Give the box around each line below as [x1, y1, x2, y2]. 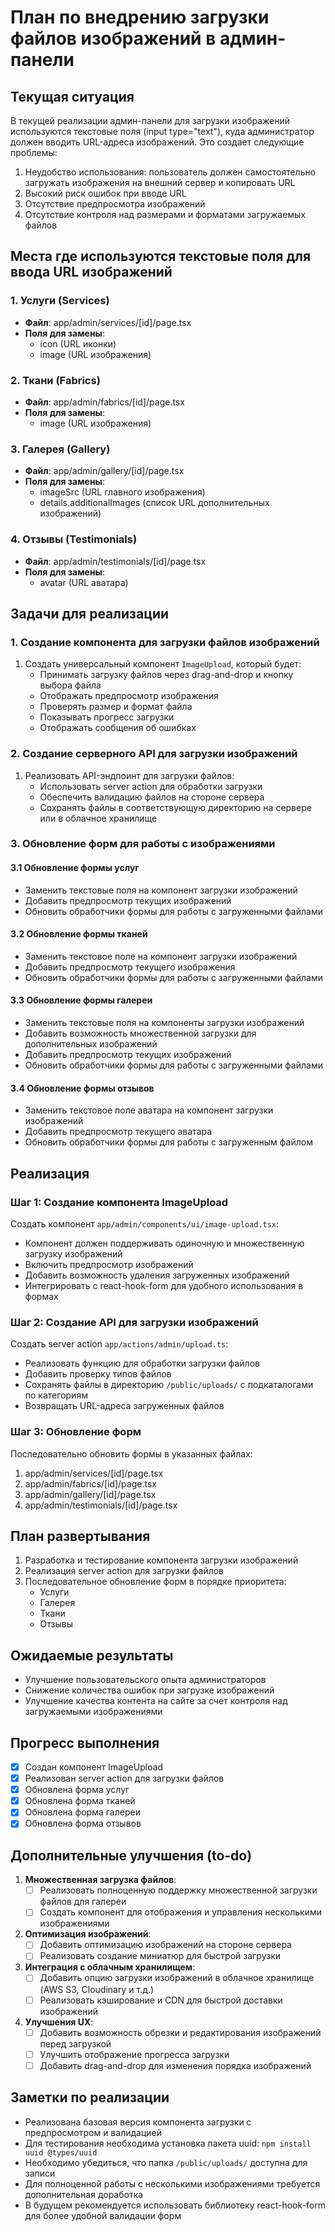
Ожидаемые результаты [10, 1647, 174, 1664]
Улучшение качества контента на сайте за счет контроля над [24, 1695, 288, 1707]
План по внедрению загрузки [10, 6, 270, 29]
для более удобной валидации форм [24, 2209, 182, 2221]
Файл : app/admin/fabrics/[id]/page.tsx [24, 396, 185, 408]
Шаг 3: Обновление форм [10, 1425, 142, 1439]
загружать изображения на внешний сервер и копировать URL [24, 177, 296, 188]
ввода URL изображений [10, 264, 173, 281]
